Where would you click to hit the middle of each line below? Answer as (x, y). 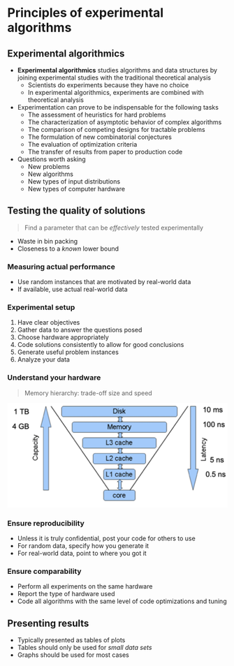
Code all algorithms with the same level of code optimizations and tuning (122, 601)
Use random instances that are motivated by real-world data (104, 282)
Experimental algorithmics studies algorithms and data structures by (117, 70)
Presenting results (48, 623)
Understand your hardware (54, 378)
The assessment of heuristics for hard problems (97, 114)
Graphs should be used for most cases (73, 655)
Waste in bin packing (47, 241)
